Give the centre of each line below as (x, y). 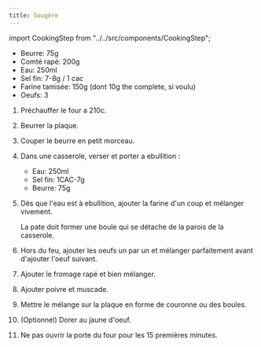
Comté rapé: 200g (50, 61)
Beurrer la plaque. (50, 125)
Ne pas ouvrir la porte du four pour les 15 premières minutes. (119, 334)
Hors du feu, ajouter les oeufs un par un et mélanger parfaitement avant (137, 250)
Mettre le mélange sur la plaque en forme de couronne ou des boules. (133, 305)
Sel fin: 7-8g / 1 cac (52, 78)
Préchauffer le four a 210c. (63, 110)
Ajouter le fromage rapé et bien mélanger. (88, 274)
